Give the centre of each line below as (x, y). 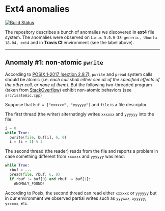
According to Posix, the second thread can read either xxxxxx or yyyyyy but (81, 193)
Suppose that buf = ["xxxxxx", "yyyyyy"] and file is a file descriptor (76, 104)
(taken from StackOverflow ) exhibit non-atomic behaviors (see (68, 90)
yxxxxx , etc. (17, 203)
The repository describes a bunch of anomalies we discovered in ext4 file (80, 32)
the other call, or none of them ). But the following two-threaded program (79, 85)
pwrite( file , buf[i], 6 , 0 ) (38, 137)
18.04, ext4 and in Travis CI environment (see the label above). (69, 42)
